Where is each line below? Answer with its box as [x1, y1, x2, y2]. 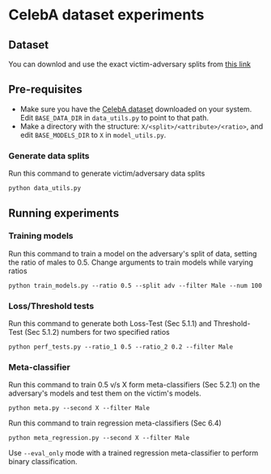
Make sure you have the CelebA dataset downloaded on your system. [19, 104, 252, 114]
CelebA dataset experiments [8, 6, 205, 24]
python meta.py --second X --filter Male [8, 404, 150, 413]
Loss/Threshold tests [8, 300, 95, 311]
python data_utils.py [8, 184, 82, 193]
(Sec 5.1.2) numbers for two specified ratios [24, 328, 170, 337]
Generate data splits [8, 150, 90, 161]
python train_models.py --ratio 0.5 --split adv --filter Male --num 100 [8, 281, 263, 290]
